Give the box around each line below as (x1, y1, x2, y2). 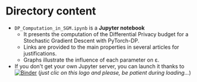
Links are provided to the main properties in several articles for (23, 43, 180, 51)
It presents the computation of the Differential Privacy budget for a (23, 30, 189, 37)
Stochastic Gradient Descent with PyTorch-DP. (23, 37, 140, 44)
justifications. (23, 49, 57, 57)
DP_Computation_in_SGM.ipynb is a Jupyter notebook (14, 24, 145, 31)
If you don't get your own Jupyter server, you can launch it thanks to (14, 62, 185, 70)
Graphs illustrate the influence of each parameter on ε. (23, 56, 160, 63)
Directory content (5, 4, 96, 18)
